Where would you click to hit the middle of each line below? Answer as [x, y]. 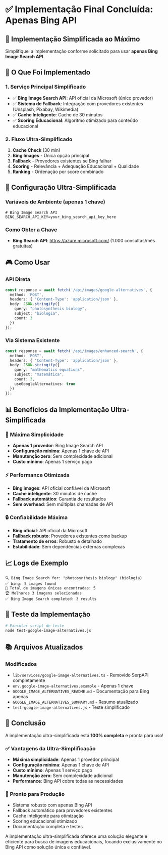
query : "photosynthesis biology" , [50, 309]
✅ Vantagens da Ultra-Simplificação [50, 748]
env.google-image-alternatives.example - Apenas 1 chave [73, 686]
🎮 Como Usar [28, 262]
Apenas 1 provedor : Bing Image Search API [58, 446]
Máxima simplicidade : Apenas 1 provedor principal [66, 759]
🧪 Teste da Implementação [48, 614]
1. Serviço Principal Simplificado [46, 87]
